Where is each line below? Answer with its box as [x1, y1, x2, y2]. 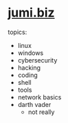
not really [27, 108, 55, 116]
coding [17, 71, 38, 79]
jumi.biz [8, 5, 55, 21]
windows [17, 49, 44, 57]
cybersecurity [17, 56, 58, 64]
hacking [17, 63, 41, 72]
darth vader [17, 100, 52, 108]
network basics [17, 92, 62, 101]
